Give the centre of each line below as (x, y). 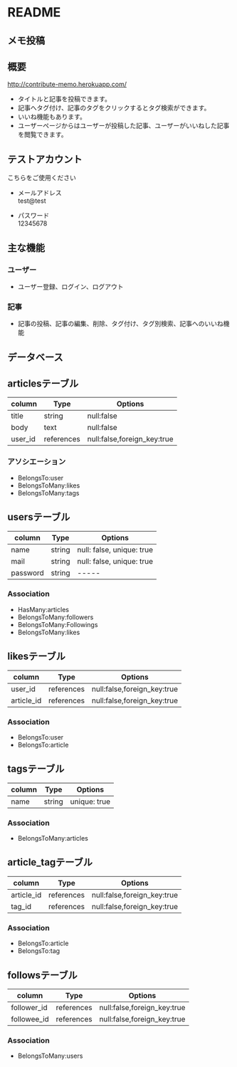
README (34, 12)
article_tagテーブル (50, 862)
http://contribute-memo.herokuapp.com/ (67, 84)
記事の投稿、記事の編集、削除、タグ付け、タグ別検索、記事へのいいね (121, 324)
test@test (32, 201)
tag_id (21, 906)
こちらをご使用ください (42, 178)
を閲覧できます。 (42, 135)
